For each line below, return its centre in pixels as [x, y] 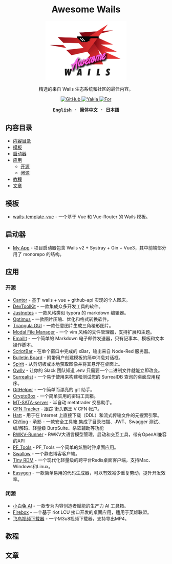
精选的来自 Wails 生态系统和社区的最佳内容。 [86, 89]
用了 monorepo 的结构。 [38, 254]
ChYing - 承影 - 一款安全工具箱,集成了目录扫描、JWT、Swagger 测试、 [88, 422]
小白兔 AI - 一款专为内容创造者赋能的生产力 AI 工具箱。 [71, 506]
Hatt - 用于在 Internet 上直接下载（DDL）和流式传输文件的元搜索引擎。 [87, 415]
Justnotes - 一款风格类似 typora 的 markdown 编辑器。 [71, 312]
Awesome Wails [86, 9]
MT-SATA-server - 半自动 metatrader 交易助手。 [63, 402]
